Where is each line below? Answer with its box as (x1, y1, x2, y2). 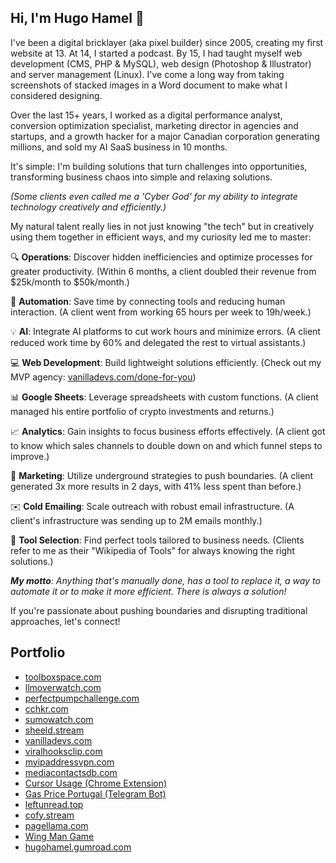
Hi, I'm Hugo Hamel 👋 (10, 10, 145, 27)
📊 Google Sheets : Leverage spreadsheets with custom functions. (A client (10, 391, 319, 403)
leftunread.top (24, 798, 84, 810)
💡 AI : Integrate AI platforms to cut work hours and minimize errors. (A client (10, 325, 321, 337)
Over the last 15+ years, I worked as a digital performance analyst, (10, 109, 283, 121)
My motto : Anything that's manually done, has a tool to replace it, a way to (10, 574, 321, 586)
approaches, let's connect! (10, 615, 121, 627)
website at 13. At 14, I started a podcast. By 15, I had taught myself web (10, 47, 303, 59)
